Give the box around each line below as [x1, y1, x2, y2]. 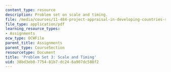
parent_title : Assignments [5, 41, 63, 46]
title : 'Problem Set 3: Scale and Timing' [5, 54, 97, 60]
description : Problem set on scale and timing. [5, 12, 108, 17]
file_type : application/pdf [5, 21, 65, 27]
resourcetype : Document [5, 50, 56, 55]
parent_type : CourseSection [5, 45, 65, 50]
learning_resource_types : [5, 26, 60, 31]
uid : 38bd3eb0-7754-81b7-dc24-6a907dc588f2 [5, 59, 99, 64]
